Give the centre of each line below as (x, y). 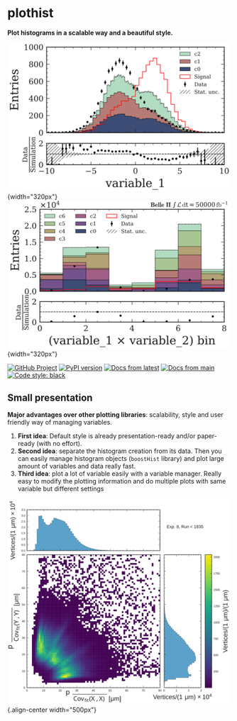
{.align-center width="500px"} (52, 710)
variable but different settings (61, 489)
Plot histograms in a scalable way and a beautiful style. (90, 33)
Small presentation (50, 397)
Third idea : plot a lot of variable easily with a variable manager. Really (120, 474)
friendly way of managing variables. (60, 423)
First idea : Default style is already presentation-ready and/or (106, 436)
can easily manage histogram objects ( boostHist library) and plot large (121, 459)
